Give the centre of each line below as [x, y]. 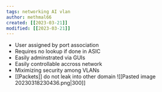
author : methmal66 [29, 17]
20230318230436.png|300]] [50, 83]
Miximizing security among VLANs [57, 70]
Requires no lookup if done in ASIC [57, 52]
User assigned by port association [57, 45]
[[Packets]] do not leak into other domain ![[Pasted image [85, 77]
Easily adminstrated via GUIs [50, 58]
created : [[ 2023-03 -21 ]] [37, 23]
